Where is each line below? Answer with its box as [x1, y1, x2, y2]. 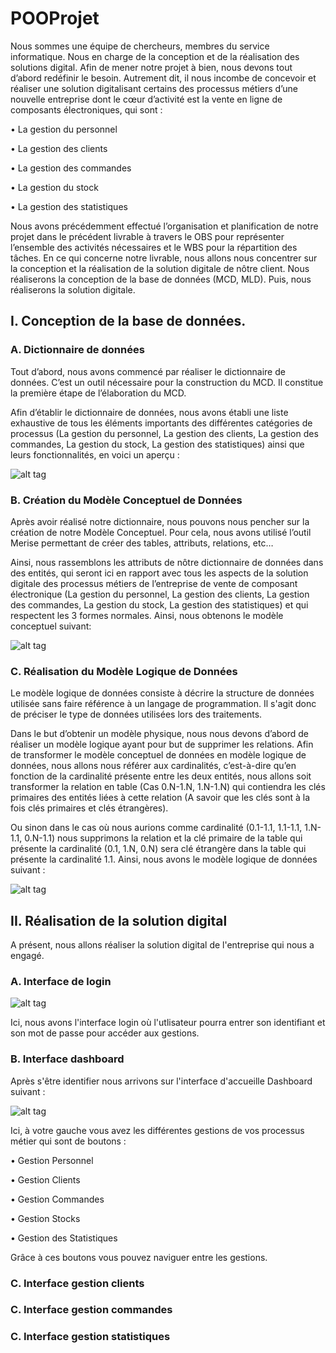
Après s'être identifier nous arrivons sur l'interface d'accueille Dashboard [10, 1075, 313, 1087]
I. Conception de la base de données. [10, 313, 247, 330]
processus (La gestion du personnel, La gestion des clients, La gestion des [10, 427, 319, 439]
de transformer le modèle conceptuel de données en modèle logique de [10, 749, 307, 761]
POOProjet [10, 7, 100, 30]
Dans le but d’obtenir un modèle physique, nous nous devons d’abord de [10, 728, 309, 740]
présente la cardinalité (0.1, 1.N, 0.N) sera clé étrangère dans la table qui [10, 843, 307, 855]
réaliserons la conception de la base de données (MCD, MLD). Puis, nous [10, 273, 312, 285]
